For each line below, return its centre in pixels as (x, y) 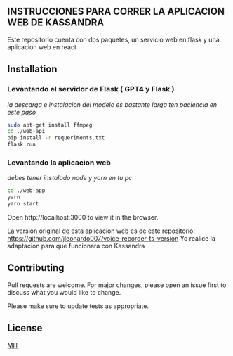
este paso (22, 112)
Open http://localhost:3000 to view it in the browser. (83, 217)
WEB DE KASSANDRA (56, 23)
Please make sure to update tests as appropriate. (78, 306)
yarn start (23, 204)
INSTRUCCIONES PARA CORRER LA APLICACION (116, 12)
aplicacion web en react (42, 47)
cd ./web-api (26, 132)
